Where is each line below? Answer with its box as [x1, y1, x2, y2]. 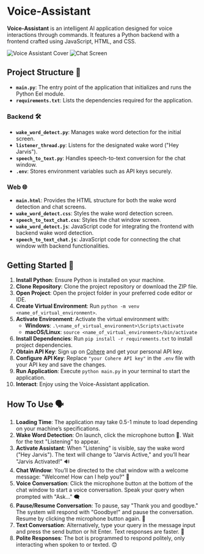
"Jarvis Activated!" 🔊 [15, 458, 70, 465]
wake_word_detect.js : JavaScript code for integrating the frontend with [15, 222, 194, 230]
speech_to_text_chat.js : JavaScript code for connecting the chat [15, 236, 181, 243]
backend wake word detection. [15, 229, 94, 237]
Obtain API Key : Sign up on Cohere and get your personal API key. [15, 348, 184, 355]
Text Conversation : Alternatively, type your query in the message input [15, 521, 196, 528]
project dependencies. [15, 341, 73, 349]
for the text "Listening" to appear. [15, 438, 100, 445]
